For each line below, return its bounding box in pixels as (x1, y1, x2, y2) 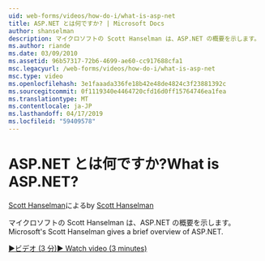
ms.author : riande (8, 42, 71, 50)
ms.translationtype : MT (8, 95, 89, 103)
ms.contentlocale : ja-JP (8, 102, 92, 110)
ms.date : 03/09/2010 (8, 49, 79, 58)
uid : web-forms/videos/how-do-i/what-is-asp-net (8, 11, 176, 20)
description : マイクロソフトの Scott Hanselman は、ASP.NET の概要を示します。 (8, 34, 261, 43)
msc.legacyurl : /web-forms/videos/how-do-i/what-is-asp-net (8, 65, 216, 73)
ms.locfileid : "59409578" (8, 118, 96, 126)
